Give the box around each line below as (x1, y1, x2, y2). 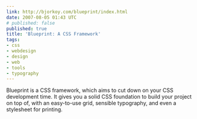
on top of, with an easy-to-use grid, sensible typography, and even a (6, 100, 177, 107)
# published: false (6, 20, 55, 26)
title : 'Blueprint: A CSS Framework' (6, 31, 101, 37)
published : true (6, 25, 47, 32)
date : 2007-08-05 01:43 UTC (6, 14, 77, 20)
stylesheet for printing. (6, 106, 63, 113)
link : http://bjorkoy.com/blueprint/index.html (6, 8, 128, 15)
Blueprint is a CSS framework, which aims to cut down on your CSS (6, 87, 174, 94)
